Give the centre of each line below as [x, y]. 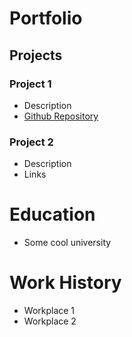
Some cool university [67, 243]
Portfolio [46, 18]
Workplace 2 [50, 321]
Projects [36, 55]
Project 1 [30, 84]
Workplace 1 [49, 311]
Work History [65, 283]
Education [52, 214]
